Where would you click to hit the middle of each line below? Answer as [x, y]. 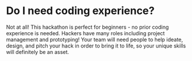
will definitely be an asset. [38, 52]
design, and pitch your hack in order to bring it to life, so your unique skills [96, 46]
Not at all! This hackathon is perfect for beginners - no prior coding [87, 27]
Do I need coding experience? [80, 11]
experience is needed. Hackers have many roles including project [85, 33]
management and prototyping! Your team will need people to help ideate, [95, 39]
